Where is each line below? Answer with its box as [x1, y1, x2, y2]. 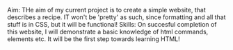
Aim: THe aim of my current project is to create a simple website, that [7, 6, 207, 14]
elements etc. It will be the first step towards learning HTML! [7, 35, 181, 43]
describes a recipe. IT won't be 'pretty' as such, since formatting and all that [7, 13, 226, 21]
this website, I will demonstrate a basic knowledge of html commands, [7, 27, 209, 36]
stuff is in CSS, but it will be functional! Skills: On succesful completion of [7, 21, 217, 28]
